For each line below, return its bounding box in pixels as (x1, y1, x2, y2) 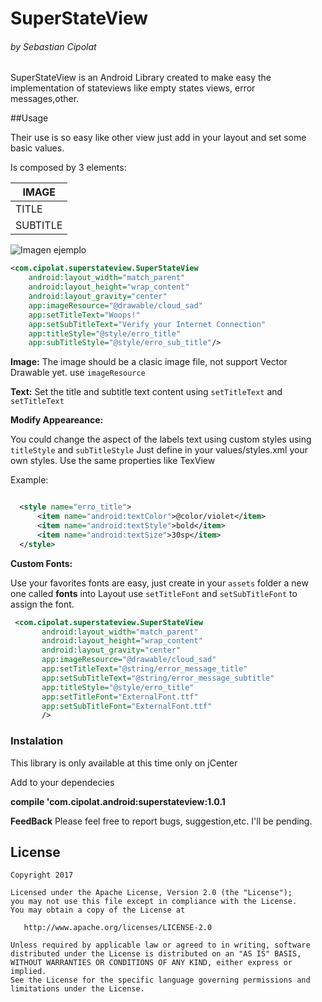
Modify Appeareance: (10, 414, 104, 426)
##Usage (10, 112, 49, 124)
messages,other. (10, 93, 80, 105)
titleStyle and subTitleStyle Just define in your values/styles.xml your (10, 444, 308, 456)
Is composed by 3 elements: (10, 162, 127, 174)
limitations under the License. (10, 984, 145, 994)
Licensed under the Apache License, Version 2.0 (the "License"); (10, 888, 293, 898)
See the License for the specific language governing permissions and (10, 975, 311, 986)
